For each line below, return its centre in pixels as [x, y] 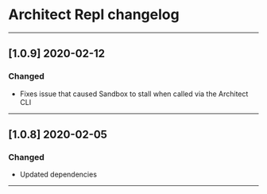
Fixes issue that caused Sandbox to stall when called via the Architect [134, 94]
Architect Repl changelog [94, 15]
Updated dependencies [58, 175]
